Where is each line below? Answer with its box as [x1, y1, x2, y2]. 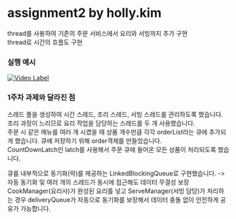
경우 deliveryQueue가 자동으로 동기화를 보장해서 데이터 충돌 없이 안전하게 [14, 195, 219, 204]
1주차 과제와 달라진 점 [7, 93, 76, 103]
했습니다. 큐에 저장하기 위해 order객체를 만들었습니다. [14, 136, 162, 145]
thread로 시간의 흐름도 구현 [7, 37, 83, 46]
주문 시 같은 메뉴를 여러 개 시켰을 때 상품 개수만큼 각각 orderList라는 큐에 [7, 127, 208, 136]
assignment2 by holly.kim [7, 5, 162, 21]
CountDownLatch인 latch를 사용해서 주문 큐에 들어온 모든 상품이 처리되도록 [7, 145, 216, 154]
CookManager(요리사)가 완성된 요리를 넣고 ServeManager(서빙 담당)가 [7, 187, 206, 195]
